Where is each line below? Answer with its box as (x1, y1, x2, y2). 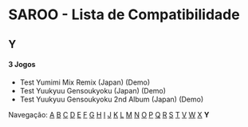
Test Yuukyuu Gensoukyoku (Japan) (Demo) (19, 85, 166, 95)
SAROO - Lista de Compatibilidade (8, 6, 241, 24)
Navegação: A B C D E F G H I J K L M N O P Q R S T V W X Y (8, 109, 210, 119)
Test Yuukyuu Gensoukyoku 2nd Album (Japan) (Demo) (19, 94, 204, 104)
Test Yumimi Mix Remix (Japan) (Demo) (19, 77, 151, 87)
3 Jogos (8, 60, 36, 69)
